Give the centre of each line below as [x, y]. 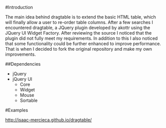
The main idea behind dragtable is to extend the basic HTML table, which [81, 17]
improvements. [20, 54]
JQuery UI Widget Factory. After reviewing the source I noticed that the [78, 33]
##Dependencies [23, 64]
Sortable [29, 100]
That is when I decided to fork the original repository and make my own [79, 49]
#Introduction [19, 7]
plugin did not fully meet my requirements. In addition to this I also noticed [81, 38]
